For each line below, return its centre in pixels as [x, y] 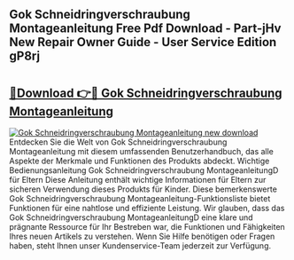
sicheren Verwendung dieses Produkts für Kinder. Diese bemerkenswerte [143, 189]
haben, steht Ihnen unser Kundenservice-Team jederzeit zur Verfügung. [140, 246]
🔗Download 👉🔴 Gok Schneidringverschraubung [146, 93]
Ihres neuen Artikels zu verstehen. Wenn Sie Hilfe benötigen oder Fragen [142, 236]
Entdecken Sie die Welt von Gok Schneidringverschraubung [118, 142]
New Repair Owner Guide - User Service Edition [143, 42]
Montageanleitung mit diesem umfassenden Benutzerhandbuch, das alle [142, 151]
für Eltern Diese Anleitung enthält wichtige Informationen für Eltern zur [138, 180]
